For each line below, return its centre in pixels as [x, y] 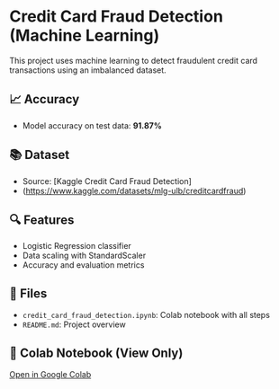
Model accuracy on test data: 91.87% [92, 125]
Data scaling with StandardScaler [84, 256]
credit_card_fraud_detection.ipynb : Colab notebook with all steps [146, 315]
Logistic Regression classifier [77, 246]
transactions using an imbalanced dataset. [88, 70]
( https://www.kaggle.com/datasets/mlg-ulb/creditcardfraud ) [134, 190]
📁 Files [28, 293]
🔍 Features [42, 220]
